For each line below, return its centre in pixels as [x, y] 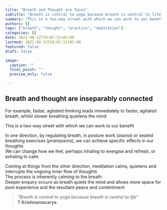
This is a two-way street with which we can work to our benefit [70, 125]
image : [12, 60]
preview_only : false [31, 74]
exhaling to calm [22, 156]
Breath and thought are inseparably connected [79, 99]
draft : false [19, 51]
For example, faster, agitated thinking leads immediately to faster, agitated [81, 110]
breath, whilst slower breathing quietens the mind [56, 116]
